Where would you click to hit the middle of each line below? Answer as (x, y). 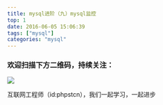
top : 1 (17, 20)
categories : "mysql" (37, 40)
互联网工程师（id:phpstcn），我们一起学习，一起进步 (81, 95)
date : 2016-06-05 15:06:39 (46, 26)
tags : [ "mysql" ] (31, 33)
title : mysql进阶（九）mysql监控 (52, 14)
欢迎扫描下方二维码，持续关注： (61, 65)
